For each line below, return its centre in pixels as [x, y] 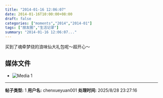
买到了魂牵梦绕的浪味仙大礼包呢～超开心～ [48, 47]
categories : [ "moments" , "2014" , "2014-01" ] [49, 23]
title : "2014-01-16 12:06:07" [36, 10]
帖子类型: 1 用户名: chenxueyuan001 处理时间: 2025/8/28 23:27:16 [71, 90]
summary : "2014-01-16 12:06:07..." [41, 32]
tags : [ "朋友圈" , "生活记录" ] [32, 28]
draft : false [18, 19]
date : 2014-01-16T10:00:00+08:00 [39, 14]
